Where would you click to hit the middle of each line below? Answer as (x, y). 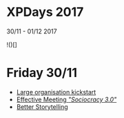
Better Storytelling (42, 107)
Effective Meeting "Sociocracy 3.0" (66, 99)
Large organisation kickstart (56, 92)
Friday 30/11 (42, 73)
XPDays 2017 (45, 12)
